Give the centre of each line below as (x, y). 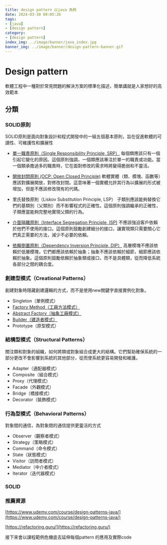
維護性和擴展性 (38, 143)
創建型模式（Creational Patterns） (47, 278)
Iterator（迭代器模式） (35, 473)
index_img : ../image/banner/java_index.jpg (51, 42)
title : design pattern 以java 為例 (41, 10)
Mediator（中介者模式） (37, 467)
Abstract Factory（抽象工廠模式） (47, 313)
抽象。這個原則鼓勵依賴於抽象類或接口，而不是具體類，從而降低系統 (91, 258)
